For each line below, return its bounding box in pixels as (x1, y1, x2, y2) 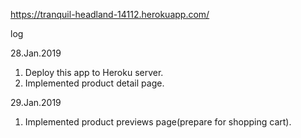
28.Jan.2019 (10, 47, 62, 59)
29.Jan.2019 (10, 97, 62, 108)
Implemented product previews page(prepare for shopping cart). (24, 116, 292, 128)
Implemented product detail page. (24, 77, 165, 89)
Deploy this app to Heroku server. (24, 67, 164, 78)
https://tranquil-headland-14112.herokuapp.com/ (10, 9, 210, 20)
